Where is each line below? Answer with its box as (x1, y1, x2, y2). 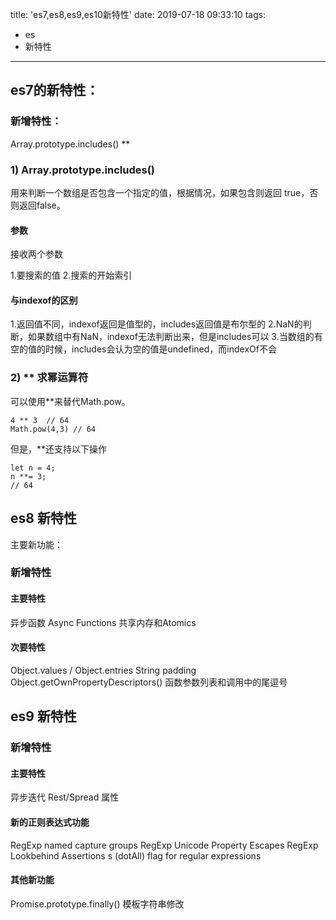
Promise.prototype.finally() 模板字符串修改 (10, 898, 185, 910)
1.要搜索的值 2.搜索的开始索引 (10, 269, 133, 282)
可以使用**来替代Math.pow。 (10, 395, 131, 407)
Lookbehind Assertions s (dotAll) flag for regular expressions (10, 849, 262, 862)
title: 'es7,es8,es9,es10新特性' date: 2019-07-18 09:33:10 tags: (10, 9, 267, 20)
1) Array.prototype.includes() (10, 163, 156, 177)
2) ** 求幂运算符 (10, 371, 89, 385)
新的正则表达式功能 (10, 816, 90, 828)
